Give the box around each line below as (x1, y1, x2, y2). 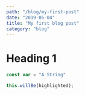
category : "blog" (6, 25, 50, 32)
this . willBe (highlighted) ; (6, 83, 74, 89)
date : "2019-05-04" (6, 15, 55, 21)
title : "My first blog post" (6, 20, 80, 26)
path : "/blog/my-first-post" (6, 8, 80, 15)
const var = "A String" (6, 72, 66, 78)
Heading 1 (6, 52, 57, 65)
